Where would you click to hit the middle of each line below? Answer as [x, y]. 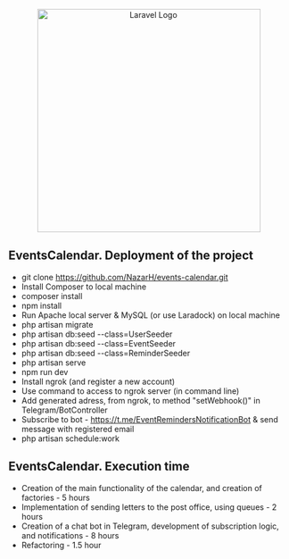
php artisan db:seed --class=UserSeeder [97, 334]
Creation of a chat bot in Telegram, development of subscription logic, [150, 526]
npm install [41, 305]
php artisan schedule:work [70, 438]
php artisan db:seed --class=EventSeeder [98, 343]
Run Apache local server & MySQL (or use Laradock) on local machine [150, 315]
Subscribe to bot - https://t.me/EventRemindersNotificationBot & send [149, 419]
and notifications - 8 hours [70, 535]
